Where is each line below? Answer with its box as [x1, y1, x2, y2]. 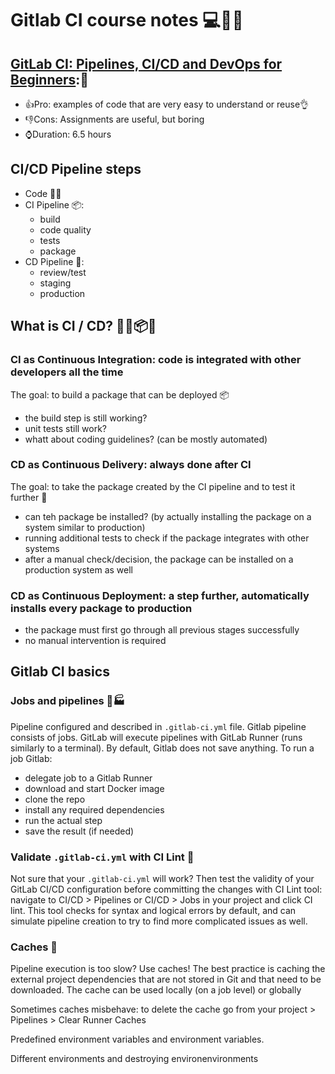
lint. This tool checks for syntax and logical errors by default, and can [10, 905, 297, 917]
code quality [39, 223, 92, 236]
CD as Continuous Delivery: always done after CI [10, 458, 252, 472]
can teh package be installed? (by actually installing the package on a [24, 510, 312, 522]
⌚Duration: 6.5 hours [24, 128, 112, 140]
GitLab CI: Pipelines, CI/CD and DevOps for [10, 55, 283, 72]
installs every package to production [10, 601, 193, 615]
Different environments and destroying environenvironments [10, 1053, 259, 1065]
